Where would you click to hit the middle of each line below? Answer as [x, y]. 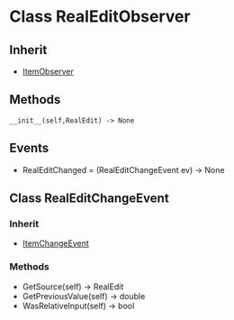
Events [29, 148]
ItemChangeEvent [56, 243]
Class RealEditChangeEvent [89, 199]
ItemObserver [48, 71]
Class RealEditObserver [100, 17]
